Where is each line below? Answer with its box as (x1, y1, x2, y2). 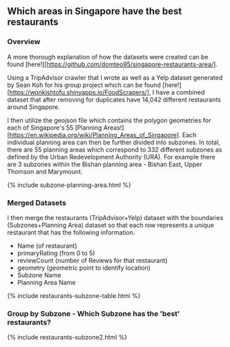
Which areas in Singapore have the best (7, 6, 182, 17)
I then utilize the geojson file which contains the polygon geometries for (7, 116, 211, 124)
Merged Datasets (7, 198, 67, 208)
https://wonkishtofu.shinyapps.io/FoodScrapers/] (9, 88, 150, 96)
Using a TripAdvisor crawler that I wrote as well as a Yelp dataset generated (7, 73, 223, 81)
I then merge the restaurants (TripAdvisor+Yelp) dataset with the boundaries (7, 213, 224, 221)
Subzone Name (17, 270, 61, 279)
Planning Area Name (17, 278, 76, 286)
